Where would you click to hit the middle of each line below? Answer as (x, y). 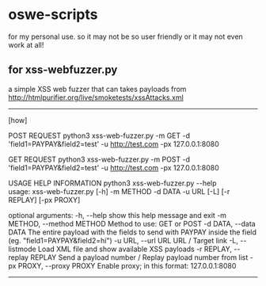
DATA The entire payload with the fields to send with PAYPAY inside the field (133, 232)
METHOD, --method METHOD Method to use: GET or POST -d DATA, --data (132, 223)
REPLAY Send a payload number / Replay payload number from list (139, 257)
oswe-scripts (53, 15)
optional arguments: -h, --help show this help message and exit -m (118, 215)
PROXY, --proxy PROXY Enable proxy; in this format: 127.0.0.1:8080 (127, 265)
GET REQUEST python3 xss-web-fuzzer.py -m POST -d (99, 159)
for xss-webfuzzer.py (63, 70)
